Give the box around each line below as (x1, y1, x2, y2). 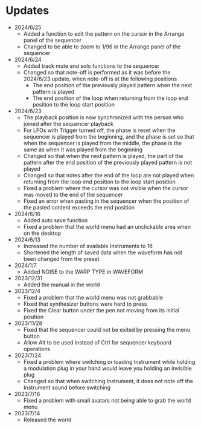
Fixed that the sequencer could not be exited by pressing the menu (23, 326, 191, 333)
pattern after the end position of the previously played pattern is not (23, 159, 193, 166)
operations (23, 345, 51, 352)
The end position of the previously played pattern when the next (32, 81, 193, 88)
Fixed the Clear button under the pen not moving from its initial (23, 306, 179, 314)
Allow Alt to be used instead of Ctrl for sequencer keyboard (23, 338, 171, 346)
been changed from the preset (23, 255, 100, 262)
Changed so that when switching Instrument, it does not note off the (23, 377, 194, 384)
